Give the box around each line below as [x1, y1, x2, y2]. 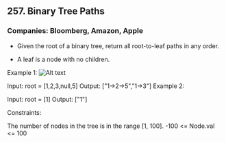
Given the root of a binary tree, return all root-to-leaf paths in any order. [16, 41, 220, 50]
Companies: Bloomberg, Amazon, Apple [7, 26, 144, 36]
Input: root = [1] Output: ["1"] [7, 95, 88, 103]
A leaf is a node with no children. [16, 55, 110, 63]
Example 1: [7, 68, 38, 76]
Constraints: [7, 108, 42, 116]
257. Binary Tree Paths [7, 5, 105, 17]
